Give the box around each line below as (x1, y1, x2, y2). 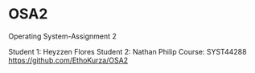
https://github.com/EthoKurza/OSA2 (8, 55, 129, 65)
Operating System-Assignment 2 (8, 31, 117, 41)
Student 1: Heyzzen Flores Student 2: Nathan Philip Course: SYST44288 (8, 47, 247, 56)
